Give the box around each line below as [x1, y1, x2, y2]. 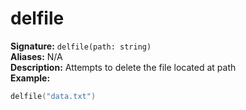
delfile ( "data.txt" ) [10, 91, 97, 101]
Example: [10, 72, 51, 84]
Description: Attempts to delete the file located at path [10, 61, 237, 73]
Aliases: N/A [10, 50, 63, 62]
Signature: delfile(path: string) [10, 40, 152, 52]
